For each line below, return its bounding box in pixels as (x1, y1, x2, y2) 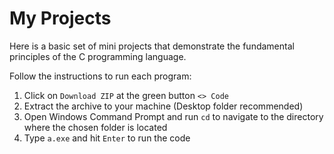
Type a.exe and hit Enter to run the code (23, 132, 191, 144)
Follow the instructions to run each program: (9, 70, 192, 82)
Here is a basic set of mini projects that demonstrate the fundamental (9, 40, 295, 52)
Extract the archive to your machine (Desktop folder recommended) (23, 100, 304, 112)
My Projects (9, 7, 112, 30)
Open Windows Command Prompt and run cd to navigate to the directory (23, 110, 324, 122)
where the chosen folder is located (23, 121, 168, 133)
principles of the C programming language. (9, 50, 187, 62)
